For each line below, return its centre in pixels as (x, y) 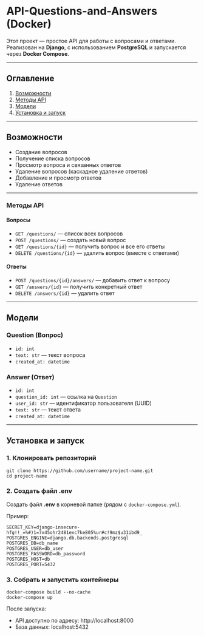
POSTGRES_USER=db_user (35, 548)
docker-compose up (29, 598)
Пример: (18, 516)
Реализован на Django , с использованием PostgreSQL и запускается (96, 47)
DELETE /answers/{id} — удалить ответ (65, 293)
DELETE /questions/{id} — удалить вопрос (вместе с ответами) (97, 252)
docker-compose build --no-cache (49, 592)
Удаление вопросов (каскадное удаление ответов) (81, 171)
